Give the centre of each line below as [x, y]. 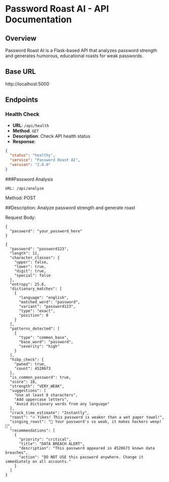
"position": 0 [34, 315]
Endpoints [22, 100]
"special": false [33, 275]
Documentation [39, 19]
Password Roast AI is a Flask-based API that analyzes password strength [81, 50]
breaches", [17, 453]
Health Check [22, 114]
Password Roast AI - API [57, 9]
